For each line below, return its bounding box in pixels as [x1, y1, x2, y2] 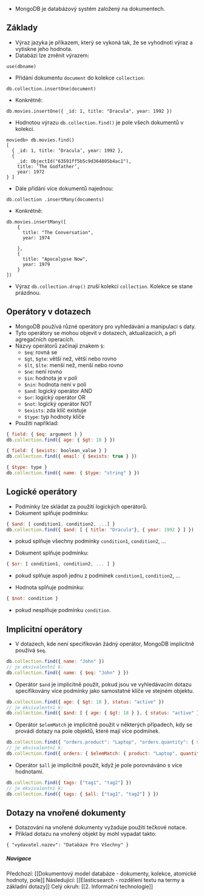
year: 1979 [22, 261, 50, 268]
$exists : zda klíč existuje [24, 406, 87, 414]
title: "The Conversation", [22, 229, 94, 235]
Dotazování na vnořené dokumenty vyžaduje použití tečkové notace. [15, 824, 187, 831]
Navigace [6, 855, 32, 862]
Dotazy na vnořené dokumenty [6, 807, 126, 818]
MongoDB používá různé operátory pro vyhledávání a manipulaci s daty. [15, 323, 196, 330]
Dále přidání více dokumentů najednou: [15, 184, 114, 192]
